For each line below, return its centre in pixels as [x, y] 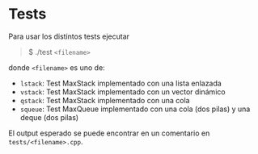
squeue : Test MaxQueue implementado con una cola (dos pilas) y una [135, 109]
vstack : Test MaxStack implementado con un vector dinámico [123, 92]
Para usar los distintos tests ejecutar [69, 36]
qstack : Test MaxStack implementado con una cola [105, 100]
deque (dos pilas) [49, 117]
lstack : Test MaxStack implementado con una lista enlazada [121, 83]
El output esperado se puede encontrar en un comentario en [109, 133]
